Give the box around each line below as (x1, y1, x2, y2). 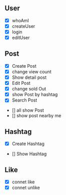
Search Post (11, 97, 37, 103)
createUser (11, 23, 35, 29)
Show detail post (11, 74, 47, 80)
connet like (11, 179, 35, 185)
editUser (11, 35, 30, 40)
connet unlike (11, 184, 40, 191)
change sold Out (11, 86, 46, 92)
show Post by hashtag (11, 91, 58, 97)
